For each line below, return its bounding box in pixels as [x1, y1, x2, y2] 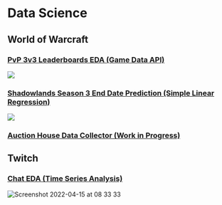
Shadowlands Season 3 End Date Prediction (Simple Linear [7, 88, 215, 98]
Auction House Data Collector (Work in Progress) [7, 130, 181, 140]
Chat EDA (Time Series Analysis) [7, 174, 123, 184]
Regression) [7, 97, 51, 107]
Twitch [7, 152, 39, 164]
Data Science [7, 5, 88, 21]
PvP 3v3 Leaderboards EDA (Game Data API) [7, 55, 165, 65]
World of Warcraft [7, 33, 89, 46]
